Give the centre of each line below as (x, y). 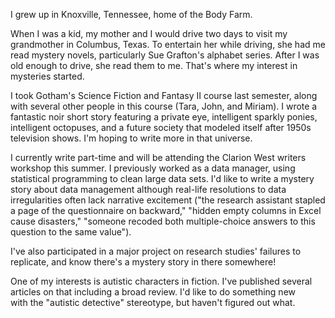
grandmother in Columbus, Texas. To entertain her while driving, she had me (168, 44)
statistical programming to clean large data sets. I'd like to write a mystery (162, 178)
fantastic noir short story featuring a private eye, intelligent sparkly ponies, (164, 117)
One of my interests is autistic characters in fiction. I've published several (161, 281)
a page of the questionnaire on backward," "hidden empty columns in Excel (166, 210)
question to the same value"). (71, 232)
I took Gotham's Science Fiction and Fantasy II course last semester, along (164, 95)
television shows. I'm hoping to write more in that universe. (131, 138)
